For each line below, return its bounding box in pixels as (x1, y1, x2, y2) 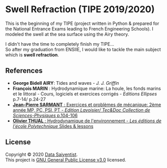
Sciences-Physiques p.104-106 (12, 112, 78, 118)
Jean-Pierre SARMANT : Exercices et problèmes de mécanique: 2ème (12, 102, 161, 108)
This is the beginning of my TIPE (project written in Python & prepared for (5, 20, 159, 26)
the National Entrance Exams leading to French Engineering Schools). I (5, 25, 154, 31)
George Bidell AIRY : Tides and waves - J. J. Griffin (12, 80, 120, 86)
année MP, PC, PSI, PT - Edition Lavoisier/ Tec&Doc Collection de (12, 107, 150, 113)
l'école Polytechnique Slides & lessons (12, 123, 94, 129)
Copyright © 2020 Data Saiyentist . (5, 151, 78, 157)
